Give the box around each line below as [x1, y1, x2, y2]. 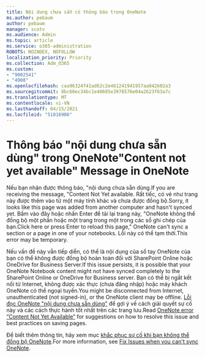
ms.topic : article [6, 37, 53, 43]
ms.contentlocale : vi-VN [6, 100, 70, 106]
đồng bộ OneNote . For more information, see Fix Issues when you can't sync [6, 338, 199, 345]
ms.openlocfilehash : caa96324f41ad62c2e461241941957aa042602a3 [6, 83, 171, 89]
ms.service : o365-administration [6, 43, 92, 50]
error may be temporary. [6, 236, 69, 244]
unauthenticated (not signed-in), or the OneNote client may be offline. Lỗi [6, 293, 192, 301]
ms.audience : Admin [6, 32, 56, 38]
